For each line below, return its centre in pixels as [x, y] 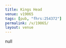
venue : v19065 [19, 14]
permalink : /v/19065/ [27, 23]
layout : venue [19, 28]
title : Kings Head [24, 9]
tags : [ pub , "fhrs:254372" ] [33, 18]
